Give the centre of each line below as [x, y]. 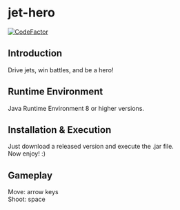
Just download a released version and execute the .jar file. [91, 147]
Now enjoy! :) [27, 154]
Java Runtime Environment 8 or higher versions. [76, 108]
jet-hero [32, 13]
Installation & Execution [60, 130]
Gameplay [30, 175]
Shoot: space [27, 199]
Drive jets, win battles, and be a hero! [61, 70]
